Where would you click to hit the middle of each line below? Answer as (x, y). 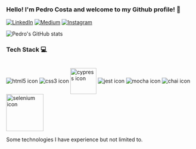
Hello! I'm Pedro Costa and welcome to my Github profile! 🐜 (93, 9)
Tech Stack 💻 (27, 50)
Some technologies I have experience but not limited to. (74, 140)
